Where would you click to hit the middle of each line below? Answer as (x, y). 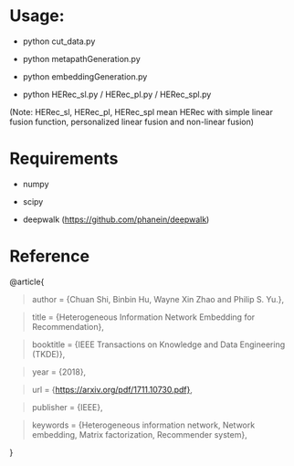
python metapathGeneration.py (82, 58)
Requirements (64, 159)
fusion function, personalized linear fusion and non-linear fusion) (131, 122)
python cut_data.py (59, 41)
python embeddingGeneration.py (85, 76)
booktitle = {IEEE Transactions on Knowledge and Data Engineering (158, 344)
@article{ (27, 281)
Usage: (37, 16)
